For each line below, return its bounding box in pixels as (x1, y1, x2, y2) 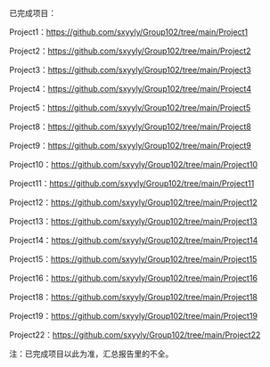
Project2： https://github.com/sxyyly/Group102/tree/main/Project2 (9, 45, 251, 56)
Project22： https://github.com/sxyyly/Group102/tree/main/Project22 (9, 330, 261, 340)
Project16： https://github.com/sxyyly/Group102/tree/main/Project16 (9, 273, 258, 283)
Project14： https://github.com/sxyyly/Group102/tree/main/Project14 (9, 235, 258, 245)
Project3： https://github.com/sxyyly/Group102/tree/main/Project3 (9, 65, 251, 75)
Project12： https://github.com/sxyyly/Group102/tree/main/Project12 (9, 197, 258, 208)
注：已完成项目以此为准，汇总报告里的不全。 (9, 348, 174, 359)
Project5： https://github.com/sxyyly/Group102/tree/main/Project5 (9, 102, 251, 113)
